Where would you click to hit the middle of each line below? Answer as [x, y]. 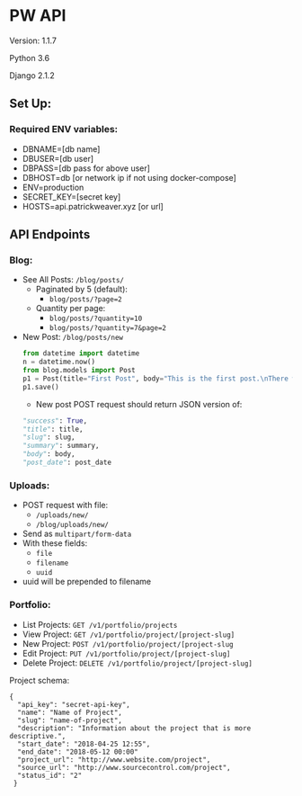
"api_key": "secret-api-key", [74, 704]
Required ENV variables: [64, 130]
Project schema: [40, 680]
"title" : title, [53, 429]
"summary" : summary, [61, 446]
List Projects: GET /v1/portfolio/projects [100, 624]
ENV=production [53, 187]
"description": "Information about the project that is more [134, 728]
